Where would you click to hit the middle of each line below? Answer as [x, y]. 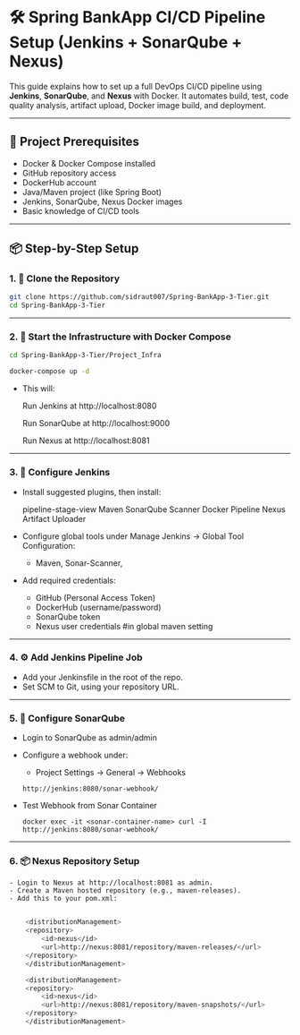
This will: [38, 389]
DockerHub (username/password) [98, 607]
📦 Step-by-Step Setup [74, 248]
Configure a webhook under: [75, 755]
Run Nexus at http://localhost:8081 [86, 441]
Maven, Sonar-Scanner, [79, 563]
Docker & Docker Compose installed [89, 163]
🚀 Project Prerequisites [75, 142]
